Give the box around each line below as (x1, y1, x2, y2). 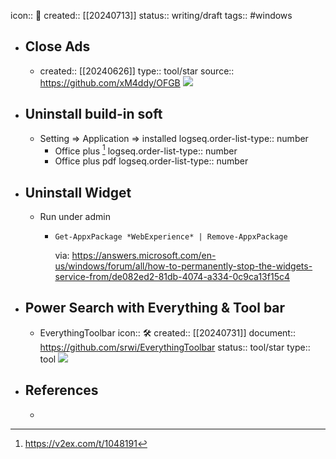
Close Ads (24, 38, 91, 55)
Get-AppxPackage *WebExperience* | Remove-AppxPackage (54, 232, 288, 242)
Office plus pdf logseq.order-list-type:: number (54, 155, 249, 167)
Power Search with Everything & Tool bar (24, 300, 286, 317)
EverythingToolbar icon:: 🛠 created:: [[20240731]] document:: (39, 326, 297, 339)
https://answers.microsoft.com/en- (71, 250, 217, 262)
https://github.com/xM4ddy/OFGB (39, 76, 181, 89)
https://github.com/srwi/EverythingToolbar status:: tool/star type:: (39, 341, 311, 353)
